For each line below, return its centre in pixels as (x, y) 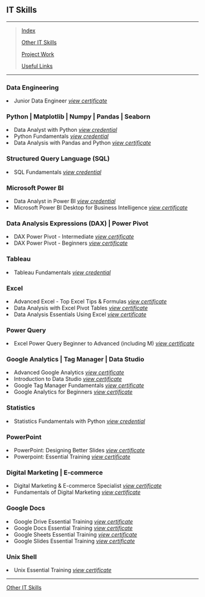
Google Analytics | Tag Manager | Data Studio (75, 360)
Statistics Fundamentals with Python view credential (80, 421)
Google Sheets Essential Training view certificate (76, 534)
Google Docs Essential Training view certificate (74, 528)
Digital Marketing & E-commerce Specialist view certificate (88, 486)
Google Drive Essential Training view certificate (74, 521)
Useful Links (37, 66)
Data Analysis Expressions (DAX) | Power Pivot (77, 223)
